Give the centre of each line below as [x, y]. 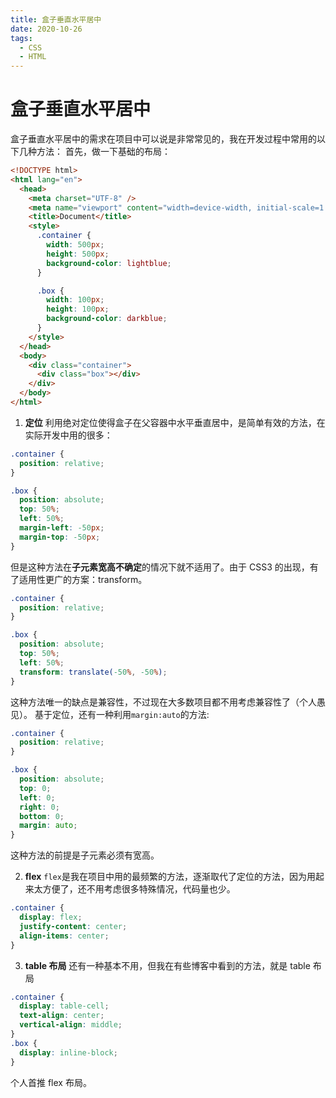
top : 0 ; [35, 788]
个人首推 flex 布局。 [51, 1082]
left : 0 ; [37, 797]
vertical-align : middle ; [71, 1025]
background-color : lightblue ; [109, 263]
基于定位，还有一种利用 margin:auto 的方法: [122, 714]
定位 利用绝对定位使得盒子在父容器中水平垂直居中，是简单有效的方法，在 [175, 422]
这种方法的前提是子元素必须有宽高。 [85, 855]
